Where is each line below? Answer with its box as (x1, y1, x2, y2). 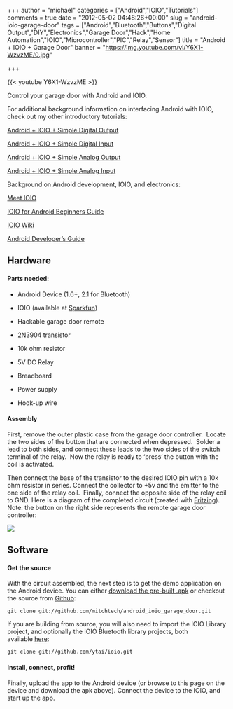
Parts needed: (7, 274, 50, 282)
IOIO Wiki (7, 221, 35, 229)
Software (7, 544, 48, 556)
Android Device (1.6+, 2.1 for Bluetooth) (17, 290, 131, 298)
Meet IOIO (7, 194, 37, 202)
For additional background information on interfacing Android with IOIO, (7, 105, 213, 113)
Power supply (17, 385, 57, 393)
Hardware (7, 255, 51, 267)
